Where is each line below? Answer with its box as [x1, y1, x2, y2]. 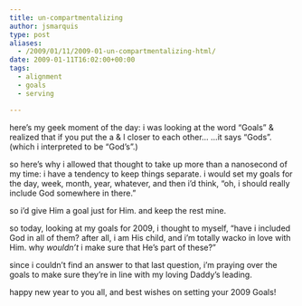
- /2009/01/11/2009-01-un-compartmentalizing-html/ [17, 47, 217, 56]
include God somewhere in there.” [9, 187, 137, 198]
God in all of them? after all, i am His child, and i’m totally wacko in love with [9, 232, 291, 243]
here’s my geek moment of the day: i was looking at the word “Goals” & [9, 121, 274, 132]
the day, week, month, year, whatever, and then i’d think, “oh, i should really [9, 177, 290, 188]
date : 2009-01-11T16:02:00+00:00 [9, 55, 136, 64]
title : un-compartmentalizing [9, 13, 124, 23]
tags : [9, 64, 30, 73]
